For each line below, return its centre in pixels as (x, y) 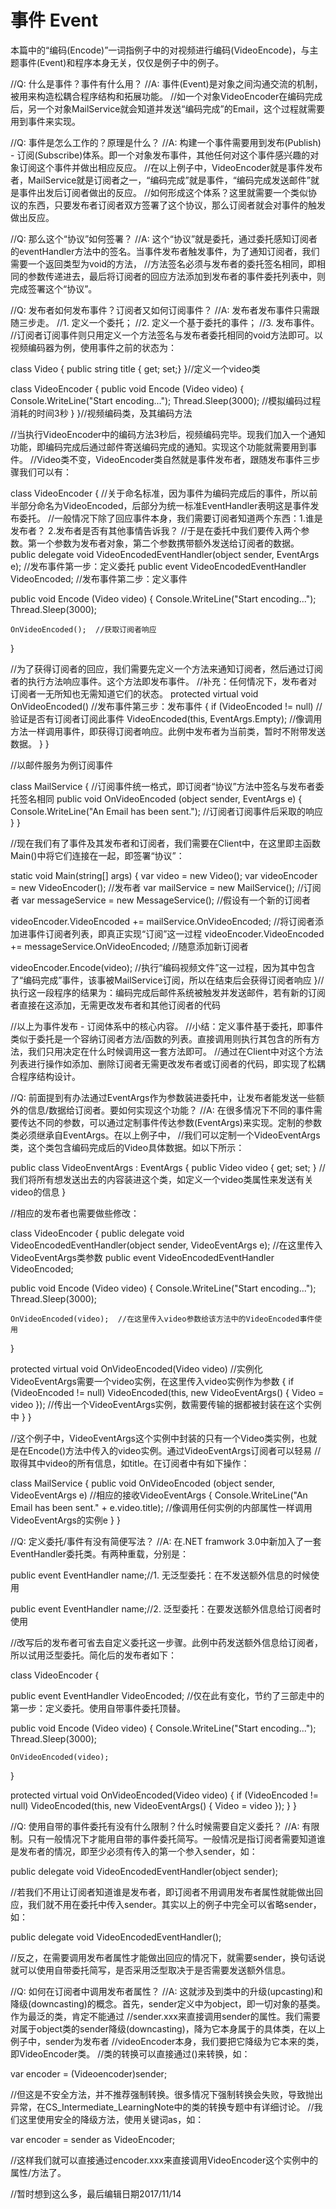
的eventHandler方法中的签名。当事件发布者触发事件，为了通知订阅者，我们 (165, 251)
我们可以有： (45, 472)
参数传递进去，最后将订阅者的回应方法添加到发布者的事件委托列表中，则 (176, 276)
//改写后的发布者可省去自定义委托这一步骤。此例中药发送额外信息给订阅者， (167, 1642)
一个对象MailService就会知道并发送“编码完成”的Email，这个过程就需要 (180, 108)
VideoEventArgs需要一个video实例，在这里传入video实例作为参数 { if (152, 1381)
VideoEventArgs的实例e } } (65, 1520)
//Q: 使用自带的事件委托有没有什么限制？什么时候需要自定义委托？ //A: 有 (161, 1826)
